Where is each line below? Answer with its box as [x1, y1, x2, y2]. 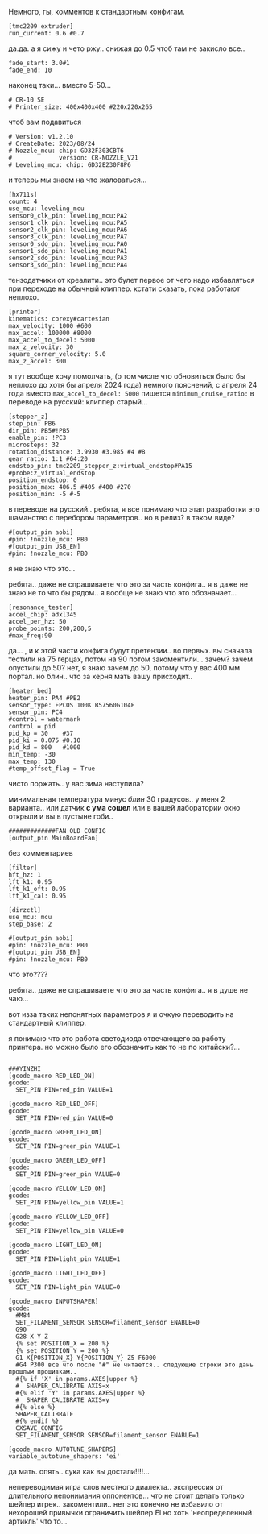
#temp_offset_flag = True [8, 765, 95, 773]
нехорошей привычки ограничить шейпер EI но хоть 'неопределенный [8, 1508, 253, 1517]
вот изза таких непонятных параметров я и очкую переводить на [8, 1010, 234, 1018]
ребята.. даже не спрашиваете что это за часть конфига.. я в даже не [8, 579, 248, 589]
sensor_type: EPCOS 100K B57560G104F [8, 701, 135, 709]
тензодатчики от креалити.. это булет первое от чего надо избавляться [8, 276, 255, 284]
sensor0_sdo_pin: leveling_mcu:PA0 [8, 240, 128, 248]
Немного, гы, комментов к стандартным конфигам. [8, 7, 185, 16]
